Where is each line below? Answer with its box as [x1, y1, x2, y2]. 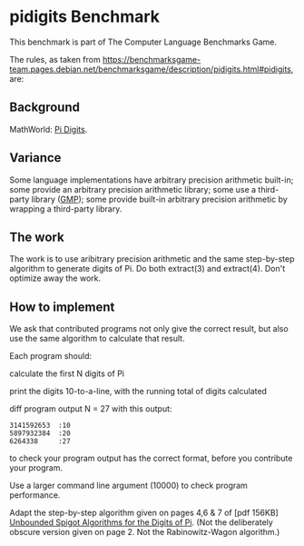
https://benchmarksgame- [103, 54, 201, 65]
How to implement [9, 299, 115, 314]
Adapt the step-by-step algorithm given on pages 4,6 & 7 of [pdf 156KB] [9, 507, 279, 519]
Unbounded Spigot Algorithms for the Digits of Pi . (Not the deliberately [9, 517, 274, 528]
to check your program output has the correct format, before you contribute [9, 452, 293, 464]
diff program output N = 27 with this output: [9, 403, 172, 414]
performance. [9, 490, 61, 501]
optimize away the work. [9, 273, 102, 283]
